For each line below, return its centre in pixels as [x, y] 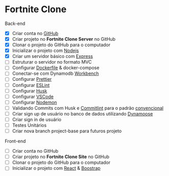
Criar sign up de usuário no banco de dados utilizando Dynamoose [82, 113]
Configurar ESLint [31, 85]
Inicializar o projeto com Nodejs [45, 51]
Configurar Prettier [32, 79]
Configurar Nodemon [34, 102]
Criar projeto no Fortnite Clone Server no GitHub [64, 39]
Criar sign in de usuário [37, 119]
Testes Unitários [29, 125]
